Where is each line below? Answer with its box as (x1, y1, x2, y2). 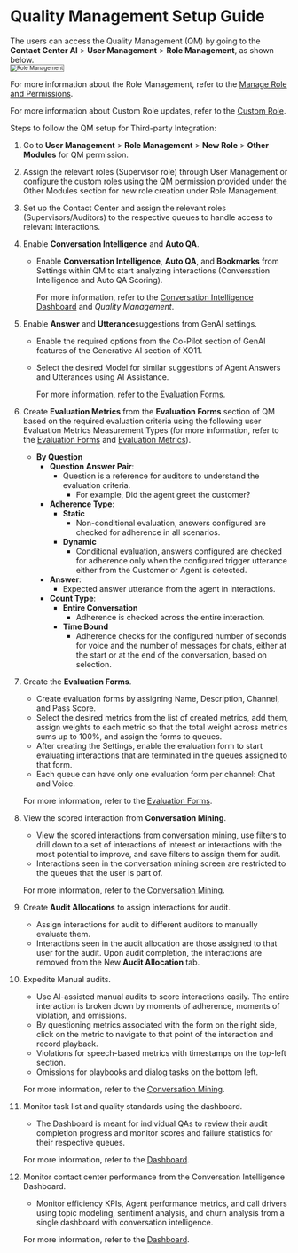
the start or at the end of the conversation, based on (75, 650, 267, 660)
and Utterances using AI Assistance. (35, 372, 169, 382)
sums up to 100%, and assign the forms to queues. (35, 731, 223, 742)
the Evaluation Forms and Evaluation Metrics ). (22, 435, 192, 445)
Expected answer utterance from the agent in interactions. (62, 584, 276, 595)
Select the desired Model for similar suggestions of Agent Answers (35, 362, 281, 374)
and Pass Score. (35, 703, 97, 713)
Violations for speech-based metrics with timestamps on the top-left (35, 1048, 286, 1059)
